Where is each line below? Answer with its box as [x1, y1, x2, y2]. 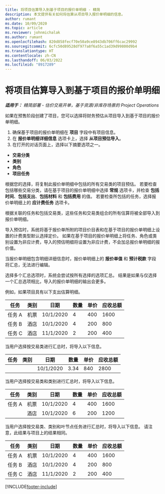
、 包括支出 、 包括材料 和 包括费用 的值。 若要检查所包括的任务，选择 [14, 193, 152, 200]
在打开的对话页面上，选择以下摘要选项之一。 [12, 141, 103, 148]
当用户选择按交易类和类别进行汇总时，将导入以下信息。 [5, 378, 117, 385]
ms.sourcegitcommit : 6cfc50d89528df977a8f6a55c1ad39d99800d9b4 [5, 44, 137, 49]
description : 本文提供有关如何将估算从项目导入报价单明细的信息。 [5, 12, 125, 17]
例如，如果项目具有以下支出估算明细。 [5, 289, 82, 295]
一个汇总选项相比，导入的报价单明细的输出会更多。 [5, 279, 109, 284]
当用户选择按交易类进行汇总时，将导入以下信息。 [5, 344, 104, 350]
